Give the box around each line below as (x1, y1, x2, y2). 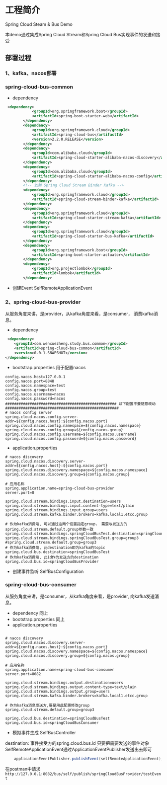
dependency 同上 (12, 610, 49, 616)
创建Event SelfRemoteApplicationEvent (12, 285, 92, 291)
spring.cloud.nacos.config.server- (5, 414, 79, 420)
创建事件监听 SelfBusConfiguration (12, 568, 84, 574)
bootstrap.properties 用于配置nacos (12, 365, 86, 371)
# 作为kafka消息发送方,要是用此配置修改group (5, 703, 90, 708)
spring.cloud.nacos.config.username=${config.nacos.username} (5, 432, 137, 437)
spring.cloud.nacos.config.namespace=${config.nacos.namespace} (5, 423, 141, 428)
